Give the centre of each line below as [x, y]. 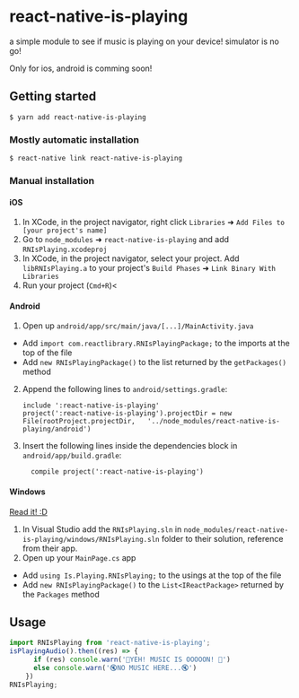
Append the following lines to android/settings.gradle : [125, 389]
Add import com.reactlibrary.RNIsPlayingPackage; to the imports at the [156, 344]
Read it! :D [28, 511]
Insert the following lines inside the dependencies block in [130, 446]
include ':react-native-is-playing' [91, 406]
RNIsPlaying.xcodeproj [65, 250]
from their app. [50, 548]
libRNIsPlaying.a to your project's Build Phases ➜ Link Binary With [149, 268]
